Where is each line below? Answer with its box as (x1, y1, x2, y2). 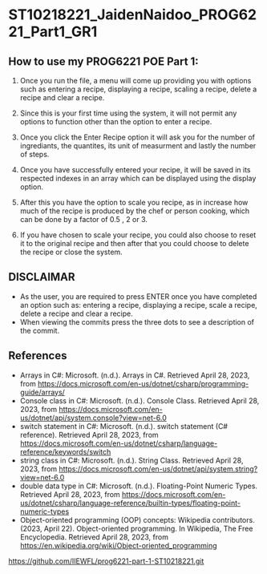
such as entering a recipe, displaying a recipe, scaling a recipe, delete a (19, 84, 257, 94)
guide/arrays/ (19, 387, 66, 397)
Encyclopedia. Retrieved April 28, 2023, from (19, 532, 168, 542)
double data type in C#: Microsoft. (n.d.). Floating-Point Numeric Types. (19, 481, 258, 491)
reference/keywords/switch (19, 447, 111, 456)
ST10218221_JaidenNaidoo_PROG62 (8, 6, 257, 24)
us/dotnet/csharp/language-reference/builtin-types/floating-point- (19, 498, 241, 507)
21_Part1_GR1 (8, 22, 98, 41)
